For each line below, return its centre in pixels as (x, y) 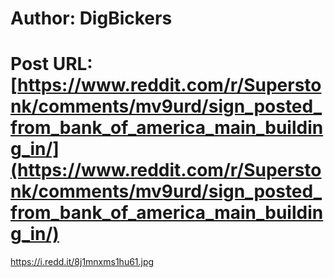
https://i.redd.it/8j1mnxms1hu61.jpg (82, 262)
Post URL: (51, 64)
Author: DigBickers (91, 18)
